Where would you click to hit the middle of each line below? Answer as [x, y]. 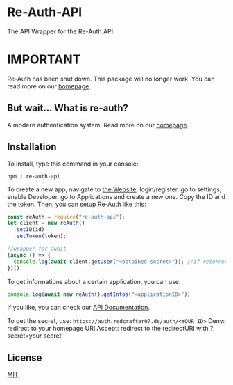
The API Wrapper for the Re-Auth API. [61, 31]
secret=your [25, 336]
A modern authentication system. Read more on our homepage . [98, 125]
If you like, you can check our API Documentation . [79, 308]
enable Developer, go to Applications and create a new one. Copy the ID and [116, 196]
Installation [32, 147]
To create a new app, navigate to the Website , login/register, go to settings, [114, 189]
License [25, 357]
